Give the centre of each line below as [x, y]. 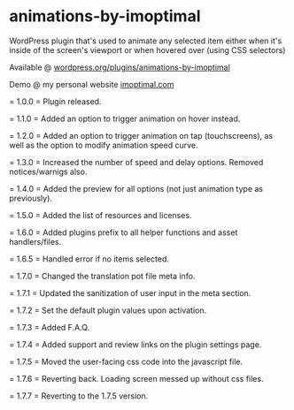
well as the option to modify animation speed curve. [104, 145]
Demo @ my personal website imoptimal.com [92, 84]
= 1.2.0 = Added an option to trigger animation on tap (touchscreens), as [141, 135]
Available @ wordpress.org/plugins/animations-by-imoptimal [120, 67]
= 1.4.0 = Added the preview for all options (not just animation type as [136, 188]
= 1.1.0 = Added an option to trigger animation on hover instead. [125, 118]
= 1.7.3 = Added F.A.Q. [50, 327]
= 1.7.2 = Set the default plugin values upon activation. [108, 310]
